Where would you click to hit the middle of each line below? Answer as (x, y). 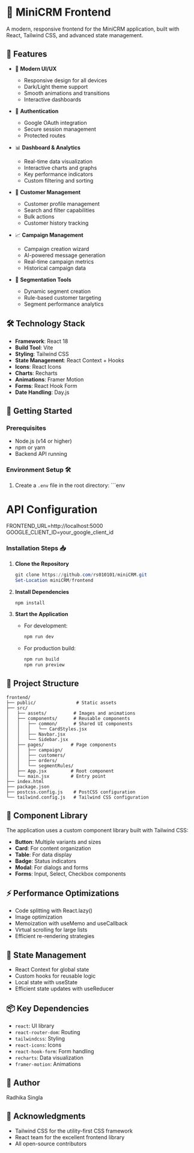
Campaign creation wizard (56, 249)
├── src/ (17, 708)
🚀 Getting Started (39, 411)
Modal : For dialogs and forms (51, 867)
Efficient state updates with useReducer (64, 989)
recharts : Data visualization (49, 1058)
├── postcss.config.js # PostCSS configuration (71, 792)
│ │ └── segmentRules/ (40, 766)
